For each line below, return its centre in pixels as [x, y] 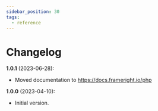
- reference [26, 23]
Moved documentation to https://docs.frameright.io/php [83, 80]
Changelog [34, 52]
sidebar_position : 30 [33, 12]
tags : [13, 17]
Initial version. [32, 103]
